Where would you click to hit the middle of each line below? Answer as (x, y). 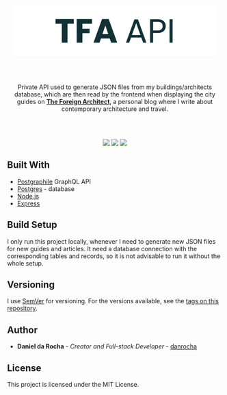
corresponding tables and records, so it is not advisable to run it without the (114, 256)
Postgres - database (46, 189)
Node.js (28, 196)
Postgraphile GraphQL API (54, 181)
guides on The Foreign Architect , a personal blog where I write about (115, 102)
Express (28, 203)
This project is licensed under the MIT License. (73, 385)
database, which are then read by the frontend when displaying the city (115, 94)
